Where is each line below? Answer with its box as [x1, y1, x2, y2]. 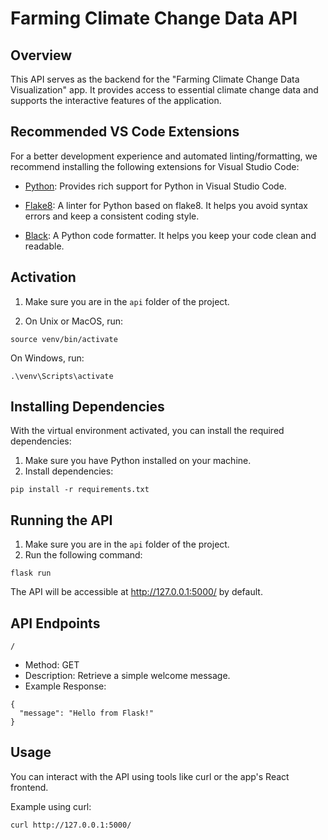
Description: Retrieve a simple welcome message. [24, 670, 231, 682]
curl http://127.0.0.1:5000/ [10, 820, 132, 830]
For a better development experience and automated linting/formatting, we [10, 150, 318, 162]
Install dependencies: [24, 465, 114, 477]
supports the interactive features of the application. [10, 95, 222, 106]
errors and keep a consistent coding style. [24, 210, 200, 222]
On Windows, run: [10, 352, 85, 364]
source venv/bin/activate [10, 334, 118, 344]
